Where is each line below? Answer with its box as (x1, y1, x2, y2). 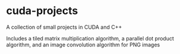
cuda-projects (6, 4, 78, 18)
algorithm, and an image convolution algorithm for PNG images (6, 41, 160, 48)
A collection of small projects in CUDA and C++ (6, 23, 122, 31)
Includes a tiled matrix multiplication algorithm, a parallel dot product (6, 35, 174, 42)
